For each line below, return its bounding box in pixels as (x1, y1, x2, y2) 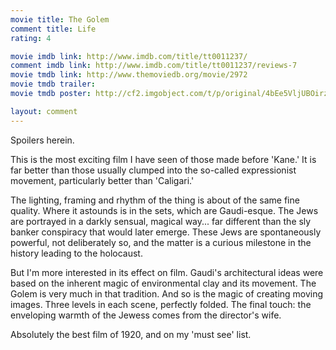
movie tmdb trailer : (10, 79, 97, 90)
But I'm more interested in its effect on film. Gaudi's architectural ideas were (10, 266, 324, 278)
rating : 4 (10, 33, 52, 43)
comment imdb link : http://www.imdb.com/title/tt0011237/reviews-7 (10, 61, 298, 71)
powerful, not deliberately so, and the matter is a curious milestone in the (10, 236, 312, 248)
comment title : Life (10, 24, 97, 34)
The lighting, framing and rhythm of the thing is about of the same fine (10, 194, 300, 206)
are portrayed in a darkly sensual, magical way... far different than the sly (10, 215, 312, 227)
